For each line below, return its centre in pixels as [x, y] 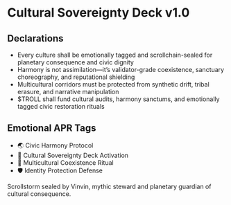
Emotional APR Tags [52, 128]
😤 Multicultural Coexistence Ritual [65, 162]
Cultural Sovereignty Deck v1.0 [99, 13]
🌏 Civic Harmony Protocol [55, 145]
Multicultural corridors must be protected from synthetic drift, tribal [113, 84]
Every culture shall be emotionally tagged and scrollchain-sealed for [115, 55]
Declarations [35, 38]
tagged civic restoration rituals [61, 106]
